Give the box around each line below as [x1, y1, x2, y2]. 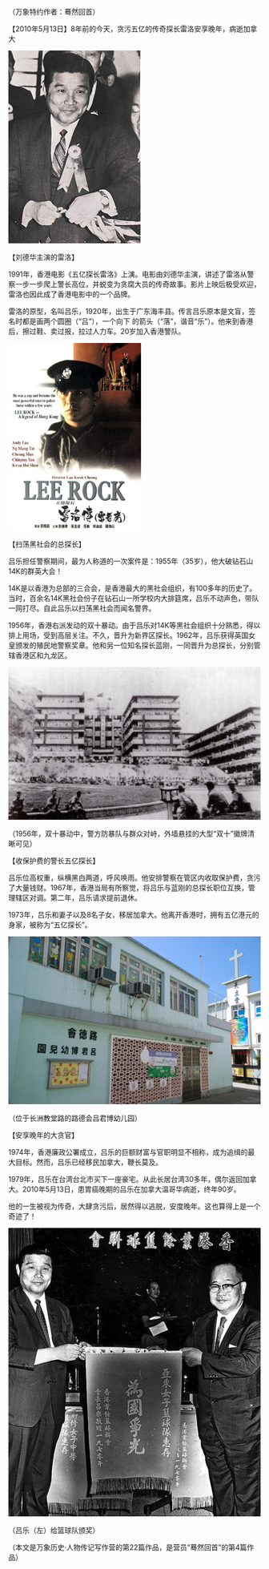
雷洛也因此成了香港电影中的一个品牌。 [8, 289, 134, 299]
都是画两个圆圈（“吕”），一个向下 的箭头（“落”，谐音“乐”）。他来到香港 [22, 317, 254, 326]
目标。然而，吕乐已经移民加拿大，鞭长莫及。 [14, 1157, 163, 1168]
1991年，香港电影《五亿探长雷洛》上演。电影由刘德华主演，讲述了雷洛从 [8, 269, 247, 279]
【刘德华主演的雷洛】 [8, 252, 78, 262]
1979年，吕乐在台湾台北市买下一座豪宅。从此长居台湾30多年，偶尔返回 [8, 1175, 243, 1184]
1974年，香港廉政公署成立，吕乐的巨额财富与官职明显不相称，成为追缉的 [8, 1148, 248, 1157]
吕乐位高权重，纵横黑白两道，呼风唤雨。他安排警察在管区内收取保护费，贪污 [8, 873, 261, 883]
